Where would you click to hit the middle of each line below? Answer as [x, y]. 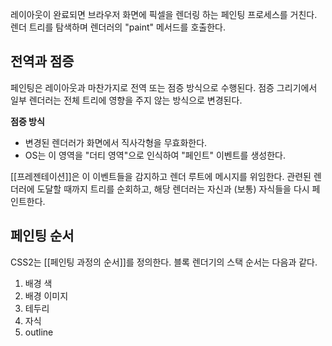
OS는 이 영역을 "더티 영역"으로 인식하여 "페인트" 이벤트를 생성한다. [155, 155]
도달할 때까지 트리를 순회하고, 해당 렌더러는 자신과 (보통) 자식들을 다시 [173, 189]
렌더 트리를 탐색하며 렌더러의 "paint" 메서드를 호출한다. [118, 27]
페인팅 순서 [42, 236]
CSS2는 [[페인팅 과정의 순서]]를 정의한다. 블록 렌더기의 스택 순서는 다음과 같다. [164, 262]
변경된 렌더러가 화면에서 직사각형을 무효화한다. [116, 142]
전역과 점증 [42, 61]
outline [39, 332]
